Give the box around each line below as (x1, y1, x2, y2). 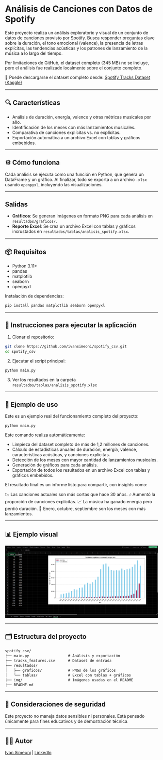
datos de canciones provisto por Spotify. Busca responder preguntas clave (5, 35, 155, 41)
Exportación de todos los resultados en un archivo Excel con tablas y (12, 467, 150, 473)
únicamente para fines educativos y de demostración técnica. (5, 718, 129, 724)
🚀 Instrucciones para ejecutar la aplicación (5, 321, 137, 330)
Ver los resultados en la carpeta (12, 377, 76, 382)
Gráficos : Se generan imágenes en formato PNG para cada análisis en (12, 213, 153, 219)
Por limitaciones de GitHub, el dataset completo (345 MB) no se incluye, (5, 60, 149, 66)
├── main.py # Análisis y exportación (5, 653, 120, 658)
